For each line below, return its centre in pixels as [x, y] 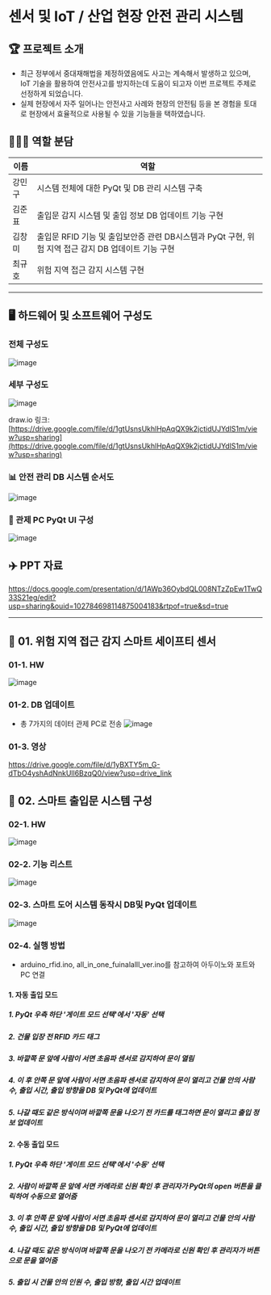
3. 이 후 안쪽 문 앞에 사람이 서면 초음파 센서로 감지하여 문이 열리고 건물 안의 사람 [131, 1218]
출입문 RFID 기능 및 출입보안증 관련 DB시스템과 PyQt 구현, [141, 237]
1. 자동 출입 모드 [33, 994]
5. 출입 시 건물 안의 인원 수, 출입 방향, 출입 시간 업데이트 [94, 1282]
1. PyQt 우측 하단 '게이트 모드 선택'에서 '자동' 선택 [86, 1015]
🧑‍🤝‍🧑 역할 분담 [41, 142]
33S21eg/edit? [32, 598]
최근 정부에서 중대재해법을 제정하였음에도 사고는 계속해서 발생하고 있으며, [135, 73]
